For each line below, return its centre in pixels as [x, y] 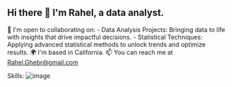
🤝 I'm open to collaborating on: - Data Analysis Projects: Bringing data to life [116, 29]
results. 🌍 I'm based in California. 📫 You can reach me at [90, 52]
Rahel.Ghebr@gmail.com [43, 62]
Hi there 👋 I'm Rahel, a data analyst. [86, 13]
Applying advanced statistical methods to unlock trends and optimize [107, 44]
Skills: [16, 76]
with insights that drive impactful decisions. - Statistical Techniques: [105, 37]
